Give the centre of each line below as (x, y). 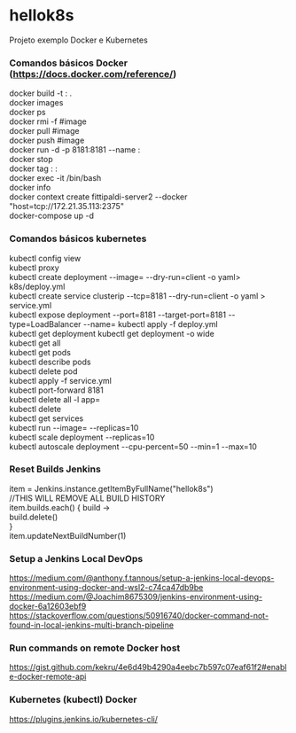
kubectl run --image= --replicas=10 (74, 427)
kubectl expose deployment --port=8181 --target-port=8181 (118, 315)
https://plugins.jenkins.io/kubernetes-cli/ (83, 719)
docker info (30, 188)
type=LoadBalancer (45, 324)
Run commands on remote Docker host (95, 648)
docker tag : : (33, 168)
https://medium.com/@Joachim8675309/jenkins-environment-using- (136, 597)
